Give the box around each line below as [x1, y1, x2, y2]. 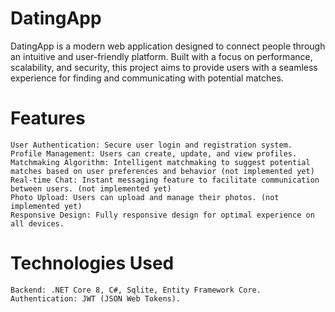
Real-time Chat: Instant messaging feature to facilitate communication [10, 175, 320, 185]
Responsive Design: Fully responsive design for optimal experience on [10, 210, 315, 220]
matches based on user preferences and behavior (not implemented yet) [10, 166, 315, 176]
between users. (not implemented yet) [10, 183, 172, 194]
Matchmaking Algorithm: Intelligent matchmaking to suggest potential [10, 157, 311, 167]
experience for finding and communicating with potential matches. [10, 72, 284, 84]
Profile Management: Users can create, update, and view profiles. [10, 148, 298, 159]
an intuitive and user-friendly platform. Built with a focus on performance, [10, 50, 313, 62]
